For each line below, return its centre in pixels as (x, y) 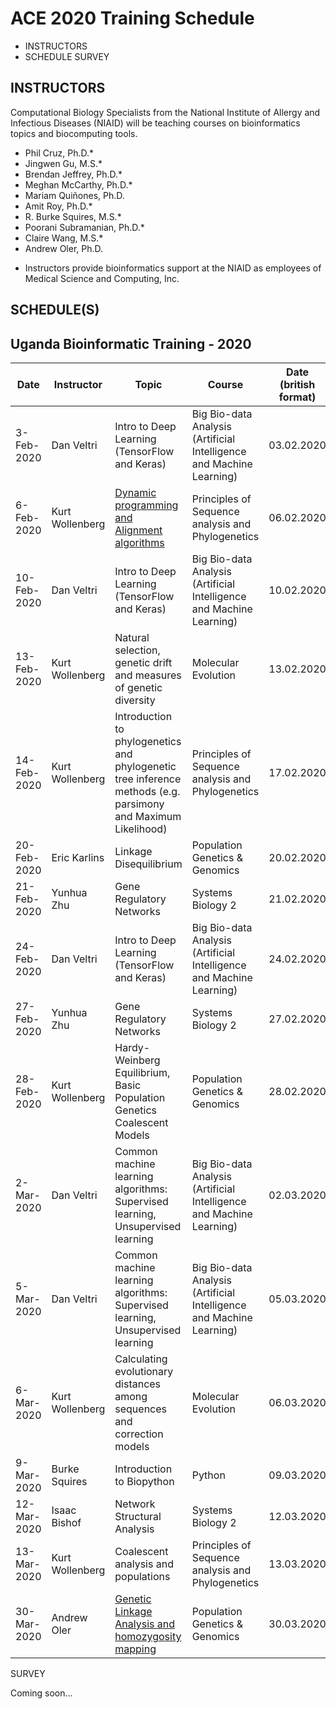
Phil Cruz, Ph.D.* (59, 153)
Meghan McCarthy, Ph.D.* (78, 184)
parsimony (139, 804)
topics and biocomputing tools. (74, 133)
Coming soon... (41, 1693)
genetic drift (143, 662)
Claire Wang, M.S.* (64, 238)
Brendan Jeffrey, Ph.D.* (73, 174)
